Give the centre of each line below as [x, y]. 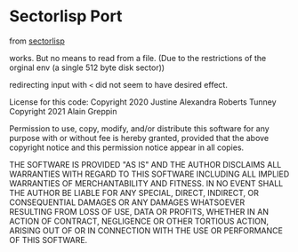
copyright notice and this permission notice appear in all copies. [127, 147]
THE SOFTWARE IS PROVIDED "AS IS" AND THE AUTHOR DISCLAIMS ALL [145, 164]
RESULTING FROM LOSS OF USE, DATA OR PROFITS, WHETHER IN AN [139, 211]
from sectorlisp [37, 41]
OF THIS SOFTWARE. [48, 240]
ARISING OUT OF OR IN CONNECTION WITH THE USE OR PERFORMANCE [146, 230]
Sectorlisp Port [66, 16]
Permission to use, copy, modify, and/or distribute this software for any [139, 128]
